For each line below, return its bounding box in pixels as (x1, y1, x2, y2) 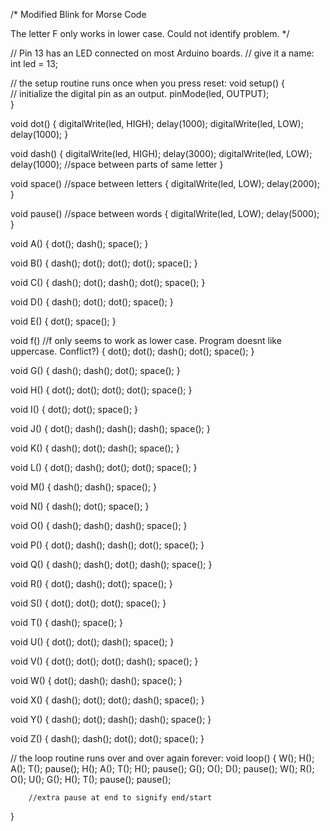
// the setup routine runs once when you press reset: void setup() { (10, 77, 285, 89)
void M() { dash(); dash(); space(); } (10, 481, 158, 493)
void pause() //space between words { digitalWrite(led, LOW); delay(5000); (10, 208, 320, 219)
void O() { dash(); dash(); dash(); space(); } (10, 520, 188, 531)
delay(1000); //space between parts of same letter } (10, 159, 224, 170)
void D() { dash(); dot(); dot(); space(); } (10, 296, 174, 308)
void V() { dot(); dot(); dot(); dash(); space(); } (10, 655, 199, 667)
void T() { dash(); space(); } (10, 617, 123, 628)
